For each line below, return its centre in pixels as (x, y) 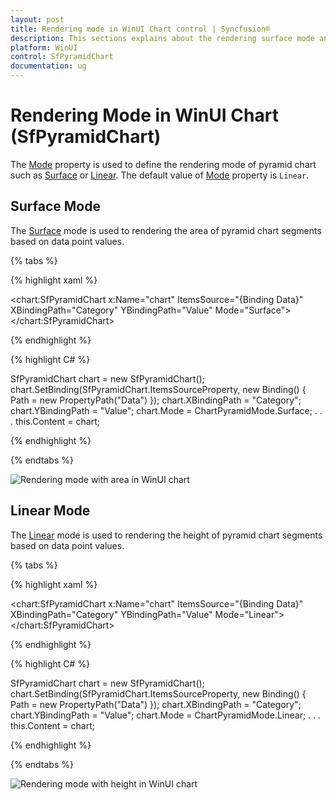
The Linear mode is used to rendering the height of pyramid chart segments (166, 535)
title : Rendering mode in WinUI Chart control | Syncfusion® (140, 29)
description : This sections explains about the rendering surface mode (162, 38)
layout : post (37, 19)
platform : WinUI (44, 47)
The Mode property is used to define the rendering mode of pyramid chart (163, 164)
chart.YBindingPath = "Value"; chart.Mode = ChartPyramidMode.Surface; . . (166, 410)
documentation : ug (48, 66)
